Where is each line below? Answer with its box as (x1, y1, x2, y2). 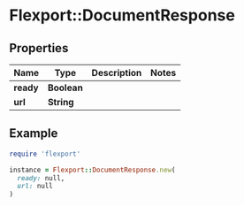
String (47, 96, 74, 108)
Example (9, 126, 58, 141)
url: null (17, 182, 53, 191)
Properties (9, 41, 69, 56)
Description (91, 67, 142, 79)
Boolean (47, 81, 84, 94)
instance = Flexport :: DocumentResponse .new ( (9, 165, 176, 174)
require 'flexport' (9, 149, 81, 158)
